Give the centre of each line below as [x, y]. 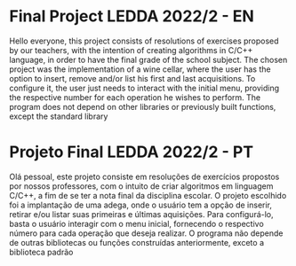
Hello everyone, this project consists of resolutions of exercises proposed [144, 41]
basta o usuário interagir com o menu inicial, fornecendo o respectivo [136, 223]
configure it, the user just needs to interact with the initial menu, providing [144, 88]
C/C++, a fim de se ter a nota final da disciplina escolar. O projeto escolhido [148, 195]
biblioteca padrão [41, 252]
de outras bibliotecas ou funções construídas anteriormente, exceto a [137, 242]
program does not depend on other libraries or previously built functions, [143, 106]
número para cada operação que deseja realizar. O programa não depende [146, 233]
